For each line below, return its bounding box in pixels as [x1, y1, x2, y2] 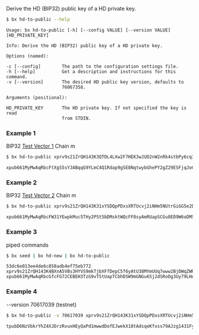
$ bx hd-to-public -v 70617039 [6, 312, 84, 318]
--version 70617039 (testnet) [6, 301, 77, 308]
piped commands [6, 241, 49, 248]
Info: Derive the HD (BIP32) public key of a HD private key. [6, 43, 163, 49]
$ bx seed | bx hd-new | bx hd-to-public [6, 253, 110, 259]
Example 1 [6, 129, 36, 137]
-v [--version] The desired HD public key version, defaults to [6, 79, 184, 85]
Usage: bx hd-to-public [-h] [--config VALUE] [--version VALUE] [6, 27, 171, 33]
